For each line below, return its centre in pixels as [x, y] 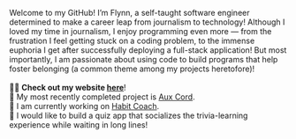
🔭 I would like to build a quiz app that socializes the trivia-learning [129, 115]
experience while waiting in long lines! [79, 125]
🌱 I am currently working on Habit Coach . [84, 106]
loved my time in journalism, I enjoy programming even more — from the [140, 31]
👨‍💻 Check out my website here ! [68, 88]
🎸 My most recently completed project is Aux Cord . [102, 97]
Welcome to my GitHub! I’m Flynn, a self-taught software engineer [129, 13]
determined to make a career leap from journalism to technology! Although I [147, 22]
